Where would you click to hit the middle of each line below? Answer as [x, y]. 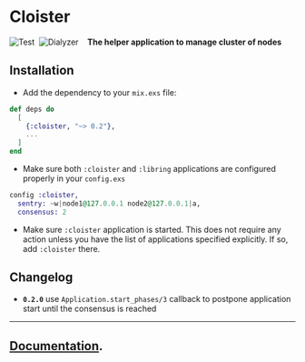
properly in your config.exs [74, 178]
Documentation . [56, 346]
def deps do [32, 109]
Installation [42, 70]
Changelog [41, 278]
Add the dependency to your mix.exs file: [99, 92]
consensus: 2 [42, 212]
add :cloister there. [61, 248]
